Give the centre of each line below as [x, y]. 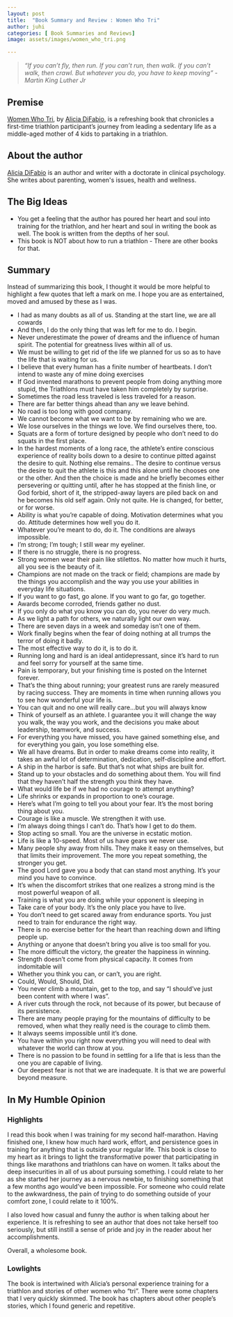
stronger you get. [42, 863]
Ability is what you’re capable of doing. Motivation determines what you [120, 515]
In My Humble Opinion [56, 1099]
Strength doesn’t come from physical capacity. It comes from [105, 960]
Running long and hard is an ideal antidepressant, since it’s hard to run [118, 656]
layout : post [26, 14]
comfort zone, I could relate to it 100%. [63, 1201]
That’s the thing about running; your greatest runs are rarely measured [118, 685]
